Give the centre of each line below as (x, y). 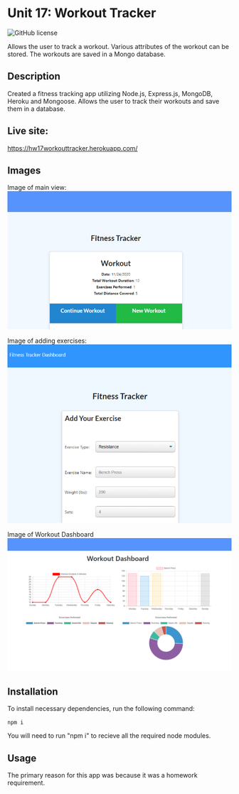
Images (24, 170)
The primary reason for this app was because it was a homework (102, 775)
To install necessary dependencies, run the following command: (101, 709)
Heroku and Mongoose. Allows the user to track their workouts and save (113, 101)
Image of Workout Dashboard (51, 535)
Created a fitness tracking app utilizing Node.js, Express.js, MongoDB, (110, 93)
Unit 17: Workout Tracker (82, 13)
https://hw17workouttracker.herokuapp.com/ (73, 148)
